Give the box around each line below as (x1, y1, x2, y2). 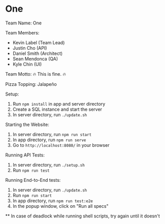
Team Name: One (5, 20, 42, 26)
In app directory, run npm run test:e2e (12, 198, 93, 204)
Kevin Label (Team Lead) (12, 39, 65, 46)
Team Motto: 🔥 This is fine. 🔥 (5, 71, 66, 77)
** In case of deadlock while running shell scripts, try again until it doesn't (5, 213, 160, 219)
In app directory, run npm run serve (12, 137, 86, 143)
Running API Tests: (5, 152, 45, 158)
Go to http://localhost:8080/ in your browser (12, 142, 110, 148)
